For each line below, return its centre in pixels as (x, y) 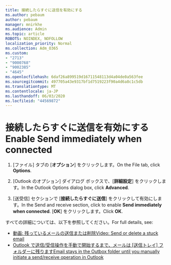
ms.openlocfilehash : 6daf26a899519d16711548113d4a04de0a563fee (74, 77)
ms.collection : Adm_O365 (32, 48)
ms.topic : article (25, 34)
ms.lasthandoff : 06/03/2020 (35, 96)
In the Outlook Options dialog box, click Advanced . (75, 187)
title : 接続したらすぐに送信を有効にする (44, 10)
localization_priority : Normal (39, 44)
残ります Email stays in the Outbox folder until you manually (98, 252)
